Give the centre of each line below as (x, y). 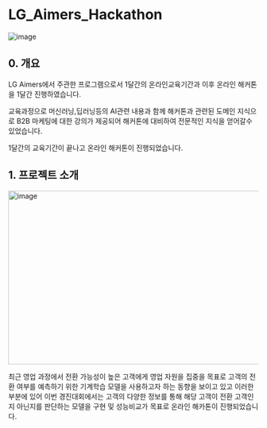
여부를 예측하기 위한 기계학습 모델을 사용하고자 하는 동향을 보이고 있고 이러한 (135, 386)
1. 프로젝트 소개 (44, 175)
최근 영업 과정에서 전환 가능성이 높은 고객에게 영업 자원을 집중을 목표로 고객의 (128, 376)
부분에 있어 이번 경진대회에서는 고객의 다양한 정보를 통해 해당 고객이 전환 (120, 396)
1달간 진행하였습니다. (49, 94)
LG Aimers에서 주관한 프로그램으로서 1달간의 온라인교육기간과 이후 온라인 (122, 84)
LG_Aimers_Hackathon (85, 15)
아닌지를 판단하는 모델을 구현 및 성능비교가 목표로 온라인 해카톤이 (117, 406)
